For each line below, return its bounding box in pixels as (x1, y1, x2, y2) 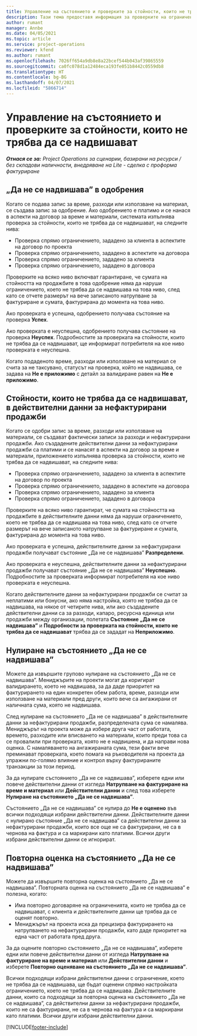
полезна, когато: (6, 891, 48, 898)
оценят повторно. (14, 914, 59, 922)
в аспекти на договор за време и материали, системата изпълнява (6, 213, 175, 220)
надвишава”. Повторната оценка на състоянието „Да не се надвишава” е (6, 884, 190, 891)
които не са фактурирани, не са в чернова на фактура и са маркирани (6, 1006, 184, 1013)
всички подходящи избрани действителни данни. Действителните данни (6, 811, 189, 818)
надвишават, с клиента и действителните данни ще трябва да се (14, 908, 177, 915)
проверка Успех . (6, 316, 49, 323)
